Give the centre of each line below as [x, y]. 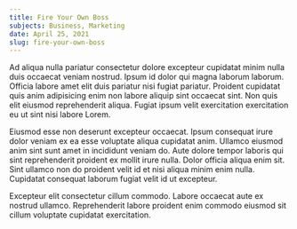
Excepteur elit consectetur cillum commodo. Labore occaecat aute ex [136, 196]
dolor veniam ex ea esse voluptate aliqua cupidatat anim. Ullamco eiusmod [146, 141]
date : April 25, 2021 [49, 34]
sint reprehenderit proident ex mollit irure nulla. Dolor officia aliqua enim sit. [147, 160]
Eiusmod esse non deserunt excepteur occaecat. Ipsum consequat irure [141, 132]
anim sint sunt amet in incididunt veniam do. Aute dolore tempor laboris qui [147, 151]
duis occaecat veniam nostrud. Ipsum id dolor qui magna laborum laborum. [147, 77]
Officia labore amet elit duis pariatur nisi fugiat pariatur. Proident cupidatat [145, 86]
